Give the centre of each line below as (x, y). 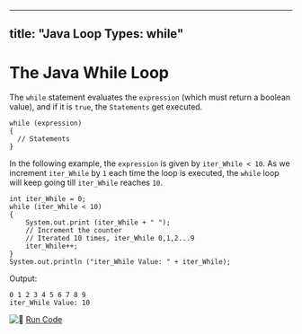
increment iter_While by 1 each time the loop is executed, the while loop (145, 173)
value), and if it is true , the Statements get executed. (106, 107)
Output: (23, 278)
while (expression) (46, 123)
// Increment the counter (74, 231)
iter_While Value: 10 (50, 303)
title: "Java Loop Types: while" (97, 34)
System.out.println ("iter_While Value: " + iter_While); (120, 262)
